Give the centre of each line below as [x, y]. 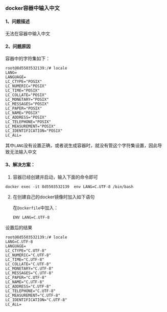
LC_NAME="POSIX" [22, 113]
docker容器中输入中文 [33, 8]
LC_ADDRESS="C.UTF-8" [28, 286]
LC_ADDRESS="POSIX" [26, 118]
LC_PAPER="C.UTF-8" [26, 277]
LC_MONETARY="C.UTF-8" [29, 269]
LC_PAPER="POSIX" [24, 108]
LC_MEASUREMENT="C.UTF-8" [33, 295]
